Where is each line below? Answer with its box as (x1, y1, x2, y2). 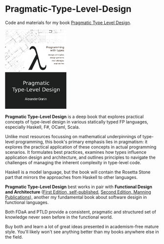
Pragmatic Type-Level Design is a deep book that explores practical (5, 114, 144, 120)
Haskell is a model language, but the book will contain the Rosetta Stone (5, 169, 151, 175)
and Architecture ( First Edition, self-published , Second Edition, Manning (5, 189, 151, 195)
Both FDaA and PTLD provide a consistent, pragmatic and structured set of (5, 209, 157, 215)
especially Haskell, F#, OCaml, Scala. (5, 124, 80, 130)
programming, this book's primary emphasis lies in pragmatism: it (15, 139, 148, 145)
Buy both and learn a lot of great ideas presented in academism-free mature (5, 223, 159, 229)
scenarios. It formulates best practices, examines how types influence (5, 149, 147, 155)
